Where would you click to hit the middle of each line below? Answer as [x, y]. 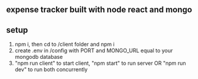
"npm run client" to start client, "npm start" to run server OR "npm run [100, 63]
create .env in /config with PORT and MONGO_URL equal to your [94, 50]
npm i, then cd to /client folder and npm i [65, 45]
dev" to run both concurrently [51, 69]
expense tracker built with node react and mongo [99, 10]
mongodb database [39, 57]
